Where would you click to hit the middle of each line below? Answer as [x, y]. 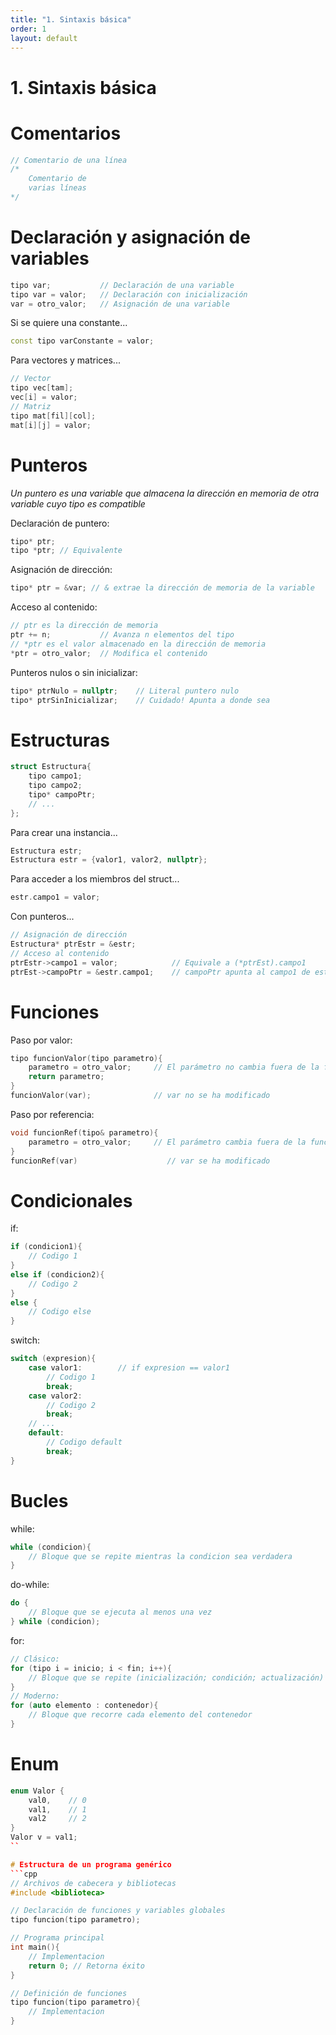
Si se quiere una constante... [69, 323]
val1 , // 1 [57, 1809]
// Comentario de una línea [69, 160]
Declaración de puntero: [60, 523]
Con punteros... [42, 917]
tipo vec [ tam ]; [42, 388]
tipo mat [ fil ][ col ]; [53, 416]
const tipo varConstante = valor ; [82, 341]
